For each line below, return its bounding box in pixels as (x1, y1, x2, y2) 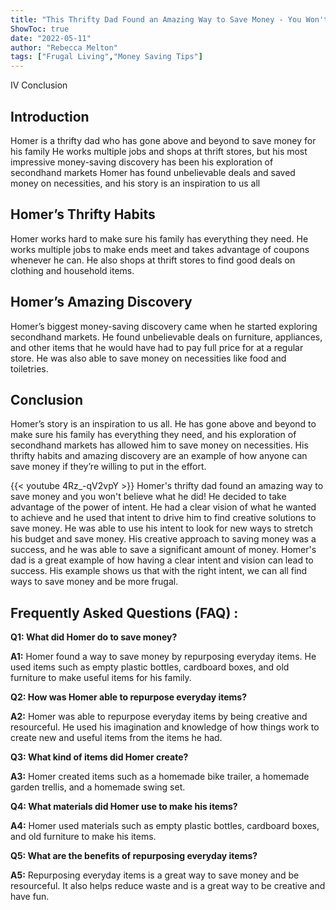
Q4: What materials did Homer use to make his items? (10, 801, 238, 813)
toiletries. (10, 362, 49, 375)
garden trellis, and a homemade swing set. (10, 781, 186, 793)
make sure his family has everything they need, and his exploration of (10, 429, 297, 441)
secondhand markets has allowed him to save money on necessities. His (10, 439, 309, 451)
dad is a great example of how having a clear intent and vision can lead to (10, 554, 314, 566)
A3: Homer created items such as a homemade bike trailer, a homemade (10, 771, 310, 783)
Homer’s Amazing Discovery (10, 294, 193, 311)
